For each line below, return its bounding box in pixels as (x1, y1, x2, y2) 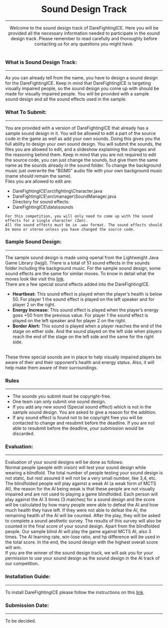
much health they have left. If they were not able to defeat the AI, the (5, 507, 146, 513)
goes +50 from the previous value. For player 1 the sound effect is (12, 312, 148, 318)
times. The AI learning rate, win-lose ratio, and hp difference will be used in (5, 534, 160, 540)
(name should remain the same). (5, 173, 72, 179)
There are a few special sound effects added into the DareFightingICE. (5, 281, 150, 287)
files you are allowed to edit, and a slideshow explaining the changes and (5, 146, 156, 152)
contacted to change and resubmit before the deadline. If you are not (12, 420, 155, 426)
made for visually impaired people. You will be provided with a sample (5, 91, 149, 97)
